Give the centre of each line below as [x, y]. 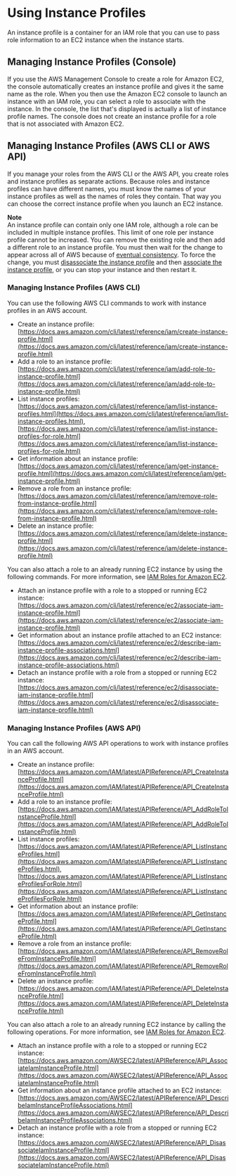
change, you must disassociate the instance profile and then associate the [115, 262]
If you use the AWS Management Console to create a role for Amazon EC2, [116, 79]
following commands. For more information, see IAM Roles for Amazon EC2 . [117, 576]
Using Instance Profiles [77, 13]
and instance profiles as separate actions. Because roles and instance [109, 181]
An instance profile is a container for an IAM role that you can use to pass [113, 32]
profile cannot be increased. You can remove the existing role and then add [116, 240]
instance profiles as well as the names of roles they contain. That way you [114, 196]
